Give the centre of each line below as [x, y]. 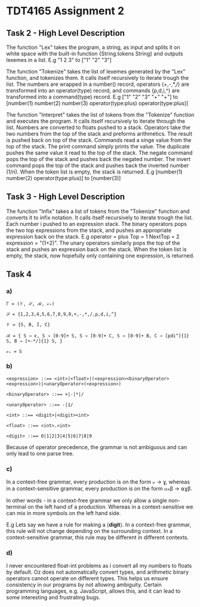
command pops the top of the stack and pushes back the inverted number [98, 165]
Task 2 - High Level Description [66, 33]
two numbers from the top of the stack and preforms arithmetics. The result [99, 134]
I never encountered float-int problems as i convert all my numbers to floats [99, 566]
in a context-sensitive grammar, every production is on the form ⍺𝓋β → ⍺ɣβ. [99, 489]
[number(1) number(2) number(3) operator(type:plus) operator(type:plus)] [97, 103]
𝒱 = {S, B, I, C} [28, 324]
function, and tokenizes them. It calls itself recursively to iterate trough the [98, 78]
